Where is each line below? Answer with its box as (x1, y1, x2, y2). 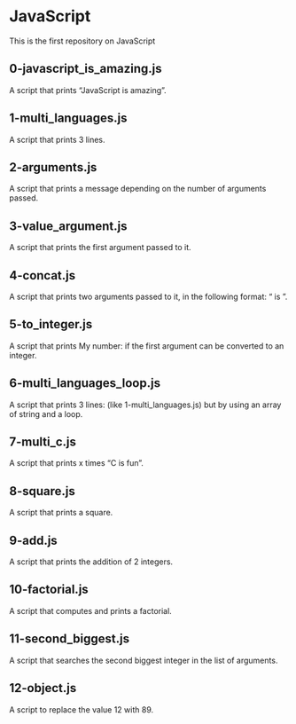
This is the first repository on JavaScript (9, 35, 156, 46)
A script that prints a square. (9, 508, 113, 518)
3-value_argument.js (9, 218, 128, 233)
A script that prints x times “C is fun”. (9, 458, 144, 468)
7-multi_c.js (9, 435, 77, 450)
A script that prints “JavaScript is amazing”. (9, 84, 167, 95)
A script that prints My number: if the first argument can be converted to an (9, 340, 284, 351)
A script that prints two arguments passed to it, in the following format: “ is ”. (9, 291, 288, 302)
